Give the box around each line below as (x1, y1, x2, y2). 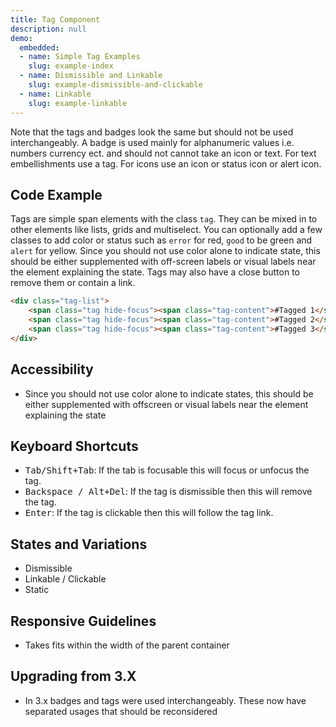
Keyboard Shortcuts (10, 437, 139, 455)
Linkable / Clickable (24, 573, 107, 585)
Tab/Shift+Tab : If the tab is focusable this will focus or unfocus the (24, 464, 310, 476)
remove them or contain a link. (10, 277, 136, 289)
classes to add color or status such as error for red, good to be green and (10, 234, 313, 246)
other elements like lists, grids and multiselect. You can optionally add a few (10, 224, 323, 236)
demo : (10, 33, 33, 43)
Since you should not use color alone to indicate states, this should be (24, 387, 314, 400)
